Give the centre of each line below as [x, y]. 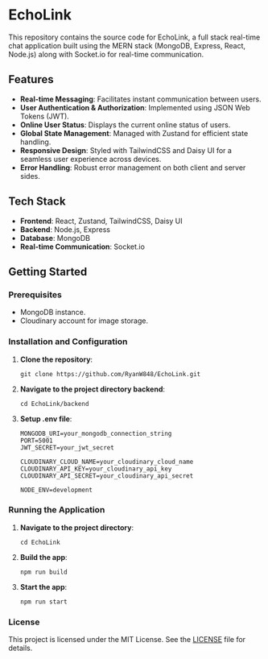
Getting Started [48, 271]
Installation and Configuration [68, 342]
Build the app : [43, 557]
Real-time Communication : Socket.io [82, 247]
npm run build [43, 572]
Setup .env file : [46, 419]
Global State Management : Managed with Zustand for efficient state [134, 133]
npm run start [43, 602]
